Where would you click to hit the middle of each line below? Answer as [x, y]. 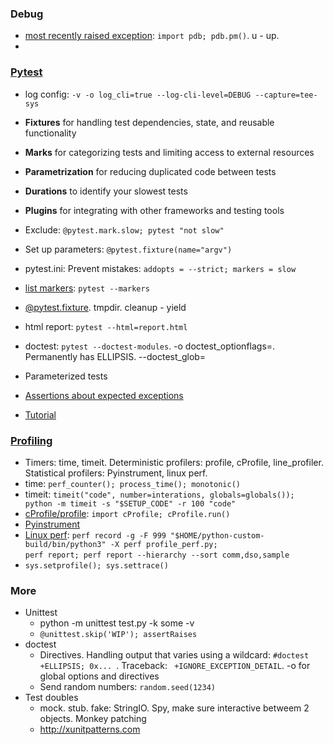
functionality [50, 133]
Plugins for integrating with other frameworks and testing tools [154, 210]
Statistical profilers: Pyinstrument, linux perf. [116, 473]
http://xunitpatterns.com [90, 729]
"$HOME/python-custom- [217, 535]
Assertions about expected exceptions [104, 395]
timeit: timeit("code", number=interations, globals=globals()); [159, 494]
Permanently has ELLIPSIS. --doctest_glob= [115, 356]
